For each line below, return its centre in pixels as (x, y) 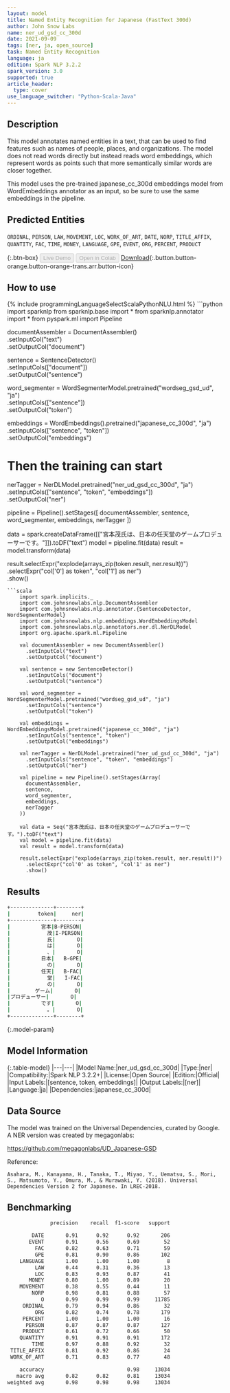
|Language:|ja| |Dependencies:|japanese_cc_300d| (79, 1089)
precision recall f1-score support (110, 1223)
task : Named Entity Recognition (53, 52)
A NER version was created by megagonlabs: (71, 1135)
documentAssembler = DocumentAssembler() (72, 332)
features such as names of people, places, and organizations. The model (110, 148)
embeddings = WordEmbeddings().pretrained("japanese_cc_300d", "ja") (109, 423)
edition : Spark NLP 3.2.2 (44, 65)
